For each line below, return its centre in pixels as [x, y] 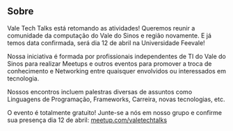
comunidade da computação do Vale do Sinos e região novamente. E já [110, 35]
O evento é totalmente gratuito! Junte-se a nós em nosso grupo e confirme [115, 112]
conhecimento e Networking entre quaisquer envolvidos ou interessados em [117, 71]
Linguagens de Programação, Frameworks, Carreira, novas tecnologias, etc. [116, 99]
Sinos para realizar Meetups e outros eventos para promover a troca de [110, 63]
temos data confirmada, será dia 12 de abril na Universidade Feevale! [106, 43]
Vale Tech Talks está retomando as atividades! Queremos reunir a [101, 28]
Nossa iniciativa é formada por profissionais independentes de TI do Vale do [116, 56]
